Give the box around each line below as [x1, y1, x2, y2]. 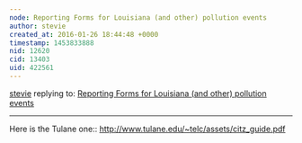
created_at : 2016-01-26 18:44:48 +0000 [9, 30, 159, 39]
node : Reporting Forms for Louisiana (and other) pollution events [9, 13, 268, 22]
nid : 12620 [9, 47, 50, 56]
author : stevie [9, 22, 67, 31]
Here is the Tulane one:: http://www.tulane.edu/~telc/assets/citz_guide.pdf [9, 123, 286, 134]
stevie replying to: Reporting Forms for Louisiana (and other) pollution [9, 87, 267, 99]
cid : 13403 [9, 55, 50, 64]
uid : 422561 [9, 64, 54, 73]
